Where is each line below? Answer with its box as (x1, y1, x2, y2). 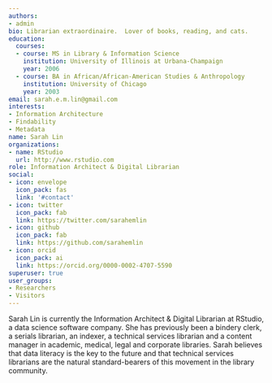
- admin (8, 20, 35, 28)
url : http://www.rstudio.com (15, 155, 114, 163)
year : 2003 (23, 87, 60, 96)
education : (8, 34, 45, 43)
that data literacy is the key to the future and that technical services (8, 349, 234, 358)
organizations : (8, 140, 60, 149)
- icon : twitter (8, 201, 63, 209)
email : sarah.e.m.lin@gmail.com (8, 95, 118, 103)
